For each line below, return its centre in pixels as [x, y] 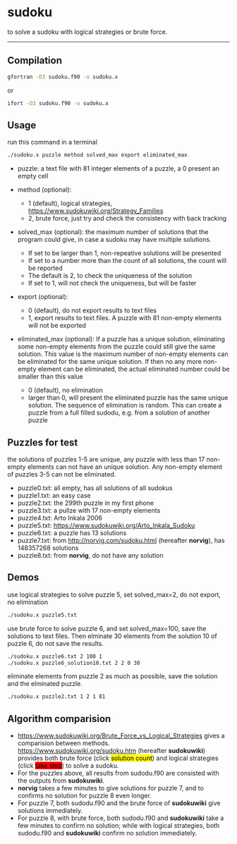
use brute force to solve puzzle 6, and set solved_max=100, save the [107, 628]
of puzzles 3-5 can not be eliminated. [62, 474]
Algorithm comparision [59, 719]
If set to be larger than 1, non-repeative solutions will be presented [124, 253]
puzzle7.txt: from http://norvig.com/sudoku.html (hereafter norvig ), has [121, 540]
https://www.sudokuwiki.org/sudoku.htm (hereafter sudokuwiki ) [111, 751]
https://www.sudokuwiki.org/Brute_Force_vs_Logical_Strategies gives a [121, 736]
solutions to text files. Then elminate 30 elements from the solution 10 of [112, 636]
